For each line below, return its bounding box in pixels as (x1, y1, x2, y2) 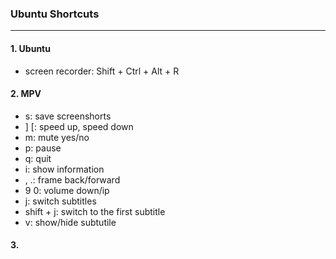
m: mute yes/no (24, 131, 90, 143)
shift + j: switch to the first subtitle (24, 205, 166, 217)
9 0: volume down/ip (24, 184, 110, 196)
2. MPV (10, 88, 42, 100)
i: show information (24, 163, 105, 175)
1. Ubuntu (10, 42, 51, 54)
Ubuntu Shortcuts (10, 7, 100, 21)
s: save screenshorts (24, 110, 112, 122)
